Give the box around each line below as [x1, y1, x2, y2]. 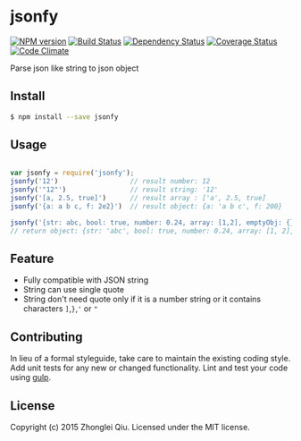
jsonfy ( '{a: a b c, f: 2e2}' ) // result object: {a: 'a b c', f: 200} [10, 201, 282, 211]
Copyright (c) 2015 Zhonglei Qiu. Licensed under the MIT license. [10, 422, 251, 432]
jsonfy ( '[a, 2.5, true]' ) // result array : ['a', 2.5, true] [10, 194, 267, 203]
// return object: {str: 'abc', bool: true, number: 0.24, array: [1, [10, 226, 279, 235]
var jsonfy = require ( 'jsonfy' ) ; [10, 168, 135, 178]
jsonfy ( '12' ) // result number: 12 [10, 177, 211, 186]
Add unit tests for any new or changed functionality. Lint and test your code [10, 362, 288, 373]
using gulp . [10, 372, 52, 383]
